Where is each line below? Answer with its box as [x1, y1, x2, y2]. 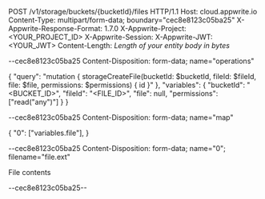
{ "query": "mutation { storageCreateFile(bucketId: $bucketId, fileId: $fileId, [8, 72, 256, 81]
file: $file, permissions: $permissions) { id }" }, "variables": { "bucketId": [8, 80, 246, 90]
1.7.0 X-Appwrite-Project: [103, 24, 187, 33]
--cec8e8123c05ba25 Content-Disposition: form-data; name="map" [8, 113, 234, 122]
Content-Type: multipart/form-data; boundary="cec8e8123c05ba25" [8, 15, 235, 25]
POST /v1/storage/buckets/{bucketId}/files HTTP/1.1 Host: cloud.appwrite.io [8, 7, 258, 16]
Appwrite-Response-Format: [8, 24, 102, 33]
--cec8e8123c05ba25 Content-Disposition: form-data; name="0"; [8, 144, 227, 153]
